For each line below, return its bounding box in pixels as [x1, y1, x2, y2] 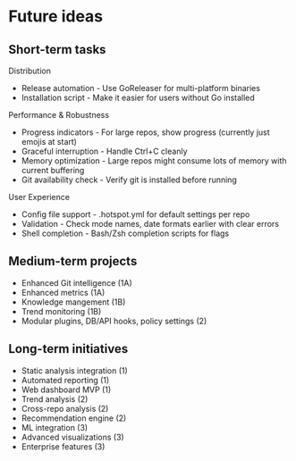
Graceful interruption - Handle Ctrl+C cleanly [21, 146, 189, 156]
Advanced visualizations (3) [21, 432, 124, 442]
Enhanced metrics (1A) [21, 287, 106, 298]
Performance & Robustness [8, 110, 109, 120]
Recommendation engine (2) [21, 413, 127, 423]
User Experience [8, 192, 71, 202]
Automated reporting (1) [21, 374, 110, 385]
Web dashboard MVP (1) [21, 384, 112, 395]
